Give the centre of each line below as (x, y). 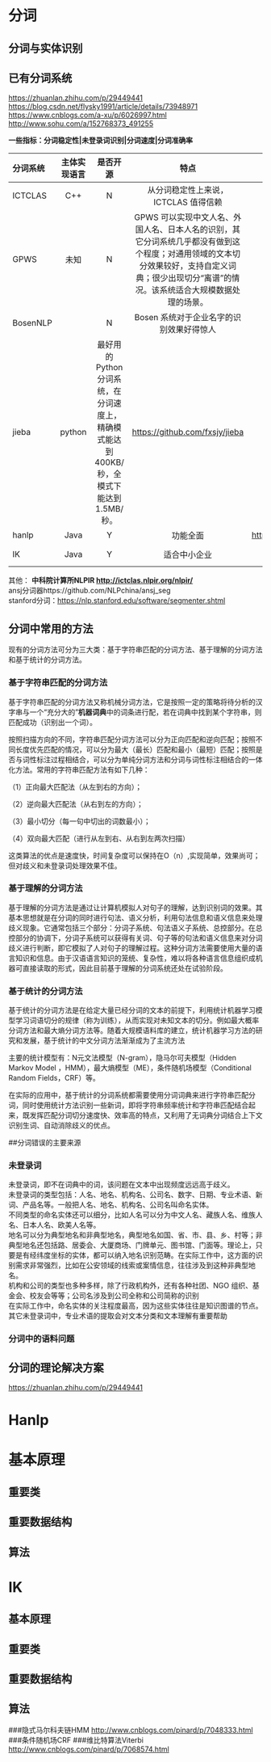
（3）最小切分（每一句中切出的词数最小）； (79, 821)
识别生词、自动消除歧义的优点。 (61, 1125)
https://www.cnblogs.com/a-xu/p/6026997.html (88, 115)
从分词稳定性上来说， (188, 190)
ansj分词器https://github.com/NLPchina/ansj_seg (90, 591)
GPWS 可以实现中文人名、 (184, 217)
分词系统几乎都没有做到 (188, 242)
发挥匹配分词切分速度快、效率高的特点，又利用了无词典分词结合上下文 (146, 1115)
